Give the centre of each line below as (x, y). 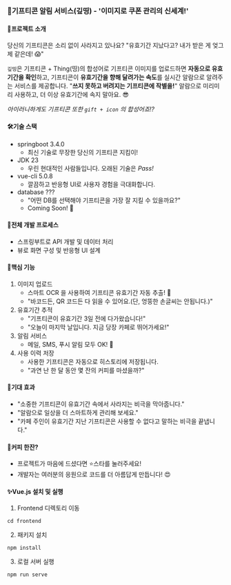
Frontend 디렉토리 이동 (48, 508)
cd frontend (24, 521)
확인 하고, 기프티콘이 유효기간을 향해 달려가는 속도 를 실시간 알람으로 (115, 77)
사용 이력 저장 (36, 353)
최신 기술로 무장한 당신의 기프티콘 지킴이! (83, 153)
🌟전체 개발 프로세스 (33, 224)
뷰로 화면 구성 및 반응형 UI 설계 (59, 250)
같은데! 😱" (29, 54)
